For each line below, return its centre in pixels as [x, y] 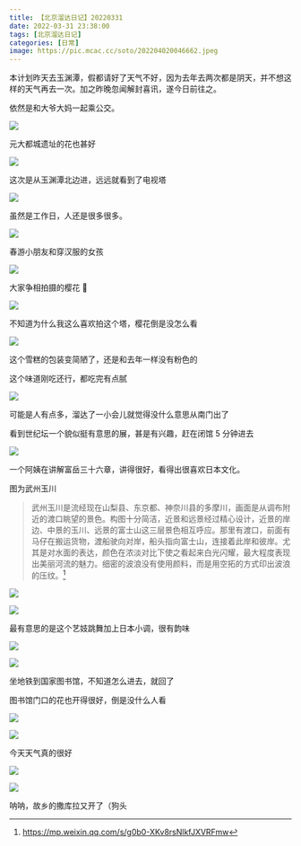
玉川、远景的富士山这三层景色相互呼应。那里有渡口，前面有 [181, 530]
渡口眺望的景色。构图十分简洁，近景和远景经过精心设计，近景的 [165, 519]
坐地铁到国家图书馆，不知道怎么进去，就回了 [92, 681]
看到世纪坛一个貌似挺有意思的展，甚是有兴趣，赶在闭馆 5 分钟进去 [132, 434]
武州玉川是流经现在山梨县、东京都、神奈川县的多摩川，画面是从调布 [157, 507]
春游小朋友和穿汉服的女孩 [56, 251]
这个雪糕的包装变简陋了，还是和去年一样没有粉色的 [103, 359]
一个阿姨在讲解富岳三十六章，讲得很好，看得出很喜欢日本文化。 [127, 470]
